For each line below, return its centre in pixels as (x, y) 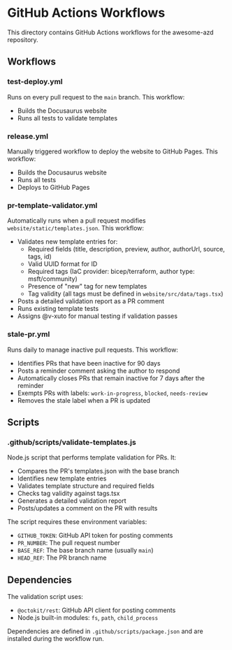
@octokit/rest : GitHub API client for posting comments (96, 610)
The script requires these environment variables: (77, 522)
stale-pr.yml (29, 334)
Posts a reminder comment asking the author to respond (99, 371)
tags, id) (40, 256)
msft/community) (53, 279)
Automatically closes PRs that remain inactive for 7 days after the (111, 378)
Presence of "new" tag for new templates (87, 286)
